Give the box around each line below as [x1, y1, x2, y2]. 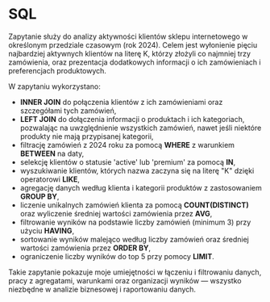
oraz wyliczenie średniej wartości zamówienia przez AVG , [19, 208, 213, 218]
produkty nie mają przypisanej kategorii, [19, 131, 154, 141]
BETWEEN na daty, [19, 149, 85, 158]
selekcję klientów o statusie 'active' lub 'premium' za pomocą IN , [19, 157, 236, 166]
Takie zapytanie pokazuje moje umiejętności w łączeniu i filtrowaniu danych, [8, 267, 262, 277]
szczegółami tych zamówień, [19, 106, 117, 115]
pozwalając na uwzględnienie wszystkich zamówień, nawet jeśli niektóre [19, 123, 262, 132]
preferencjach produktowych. [8, 65, 107, 75]
